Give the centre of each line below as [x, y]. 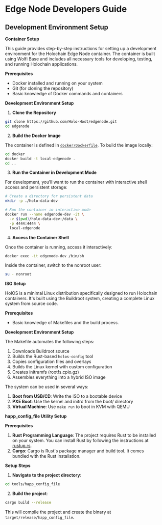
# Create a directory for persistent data [49, 196]
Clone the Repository [34, 112]
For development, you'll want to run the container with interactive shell [76, 182]
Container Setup [22, 39]
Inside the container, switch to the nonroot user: [53, 265]
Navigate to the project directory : [47, 475]
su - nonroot [18, 274]
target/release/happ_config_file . [40, 517]
